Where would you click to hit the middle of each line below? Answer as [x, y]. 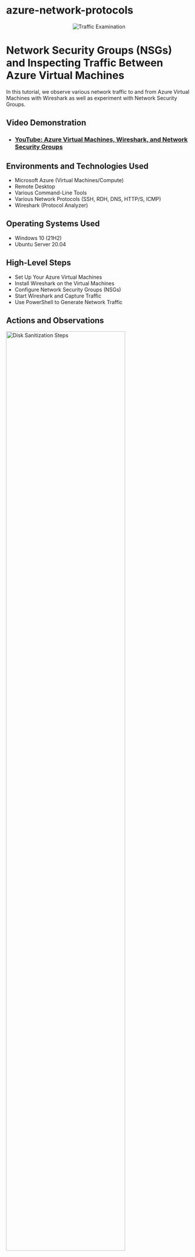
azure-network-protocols [70, 10]
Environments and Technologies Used [77, 166]
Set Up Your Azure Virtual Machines [58, 277]
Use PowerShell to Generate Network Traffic [68, 302]
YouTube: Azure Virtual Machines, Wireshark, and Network [101, 140]
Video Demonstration [46, 123]
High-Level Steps [39, 263]
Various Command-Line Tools [51, 193]
